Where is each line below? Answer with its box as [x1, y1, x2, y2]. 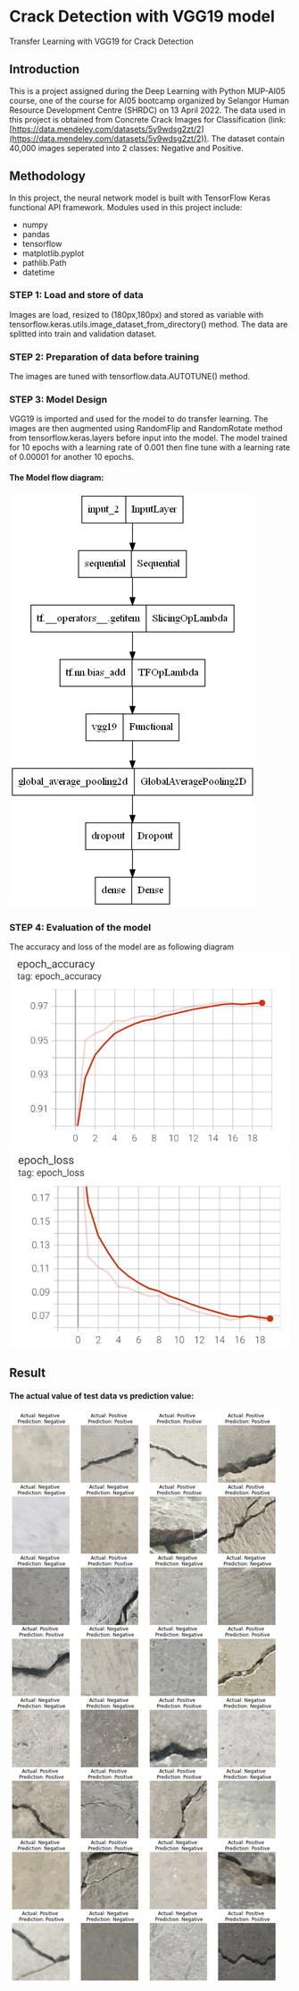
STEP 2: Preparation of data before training [9, 351, 199, 363]
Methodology [9, 168, 87, 184]
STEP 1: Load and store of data [9, 289, 145, 302]
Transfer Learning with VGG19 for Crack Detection [9, 36, 195, 47]
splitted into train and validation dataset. [9, 328, 157, 339]
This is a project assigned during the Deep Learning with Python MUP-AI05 [9, 85, 286, 96]
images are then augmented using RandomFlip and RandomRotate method [9, 423, 283, 434]
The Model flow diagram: [9, 472, 104, 483]
